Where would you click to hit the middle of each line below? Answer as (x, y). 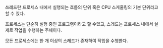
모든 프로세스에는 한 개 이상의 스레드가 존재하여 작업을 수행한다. (67, 41)
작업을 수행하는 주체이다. (38, 30)
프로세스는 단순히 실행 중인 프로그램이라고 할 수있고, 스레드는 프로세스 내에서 (79, 24)
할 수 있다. (15, 13)
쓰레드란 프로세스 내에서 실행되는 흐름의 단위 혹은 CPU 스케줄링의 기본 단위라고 (82, 7)
